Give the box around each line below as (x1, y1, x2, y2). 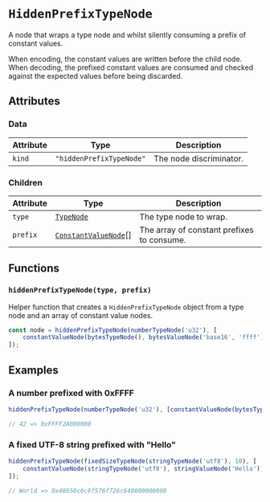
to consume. (139, 234, 186, 245)
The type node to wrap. (139, 211, 227, 222)
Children (8, 177, 43, 188)
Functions (8, 262, 60, 275)
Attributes (8, 95, 60, 108)
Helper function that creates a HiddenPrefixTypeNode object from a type (8, 302, 244, 312)
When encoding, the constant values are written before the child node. (8, 54, 243, 63)
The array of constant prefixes (139, 224, 255, 235)
